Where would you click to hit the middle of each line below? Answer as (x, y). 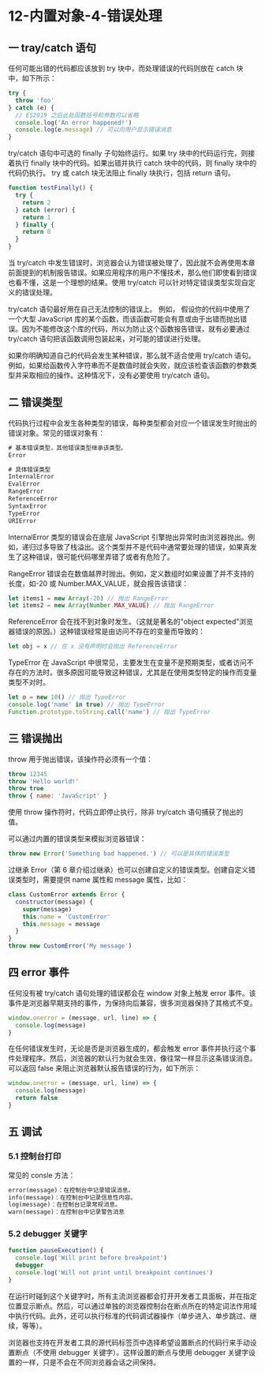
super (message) (47, 909)
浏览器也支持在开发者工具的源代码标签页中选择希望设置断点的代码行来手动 (129, 1342)
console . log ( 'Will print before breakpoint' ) (91, 1258)
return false (37, 1098)
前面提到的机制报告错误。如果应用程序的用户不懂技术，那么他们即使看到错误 (132, 272)
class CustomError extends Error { (67, 895)
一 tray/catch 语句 (52, 48)
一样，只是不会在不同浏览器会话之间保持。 (91, 1362)
